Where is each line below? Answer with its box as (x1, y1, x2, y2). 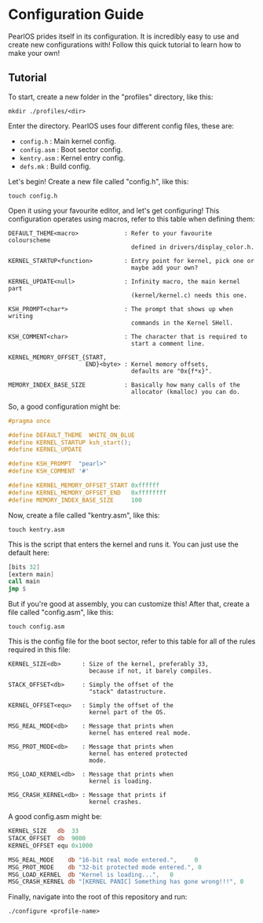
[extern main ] (8, 570, 55, 578)
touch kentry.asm (8, 525, 65, 533)
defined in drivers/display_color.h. (130, 243, 255, 251)
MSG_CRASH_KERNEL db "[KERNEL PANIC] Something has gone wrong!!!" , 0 (8, 878, 244, 886)
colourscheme (8, 236, 51, 244)
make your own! (8, 48, 60, 57)
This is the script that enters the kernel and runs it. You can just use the (8, 539, 239, 549)
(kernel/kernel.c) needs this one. (130, 291, 247, 299)
